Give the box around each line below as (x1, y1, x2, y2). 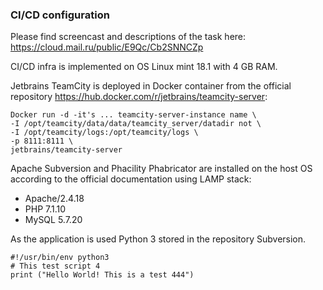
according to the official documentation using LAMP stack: (10, 173, 252, 185)
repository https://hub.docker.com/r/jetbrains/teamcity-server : (10, 91, 268, 103)
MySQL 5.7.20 (24, 214, 83, 226)
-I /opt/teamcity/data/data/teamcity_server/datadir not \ (10, 119, 262, 129)
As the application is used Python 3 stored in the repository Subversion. (10, 233, 307, 245)
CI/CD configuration (10, 8, 110, 22)
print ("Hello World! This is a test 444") (10, 270, 195, 280)
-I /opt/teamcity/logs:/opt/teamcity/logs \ (10, 128, 199, 138)
